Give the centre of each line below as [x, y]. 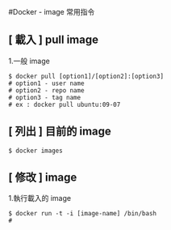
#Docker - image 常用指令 [52, 12]
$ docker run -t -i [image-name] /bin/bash [83, 214]
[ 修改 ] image [43, 178]
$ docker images [35, 151]
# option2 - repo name [46, 90]
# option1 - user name [46, 83]
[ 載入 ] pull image [54, 40]
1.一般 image [29, 61]
